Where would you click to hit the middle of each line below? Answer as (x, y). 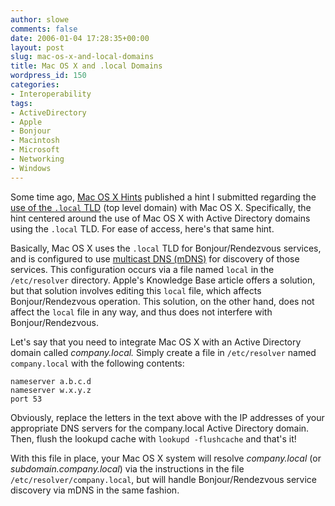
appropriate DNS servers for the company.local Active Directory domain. (160, 428)
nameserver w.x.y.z (51, 390)
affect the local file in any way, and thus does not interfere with (141, 312)
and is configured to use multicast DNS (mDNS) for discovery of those (155, 258)
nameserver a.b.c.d (51, 381)
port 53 (26, 399)
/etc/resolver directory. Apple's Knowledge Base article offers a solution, (163, 280)
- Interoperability (51, 94)
